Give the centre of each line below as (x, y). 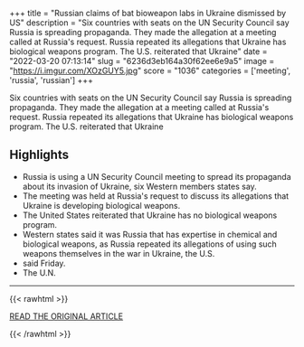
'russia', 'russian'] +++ (51, 80)
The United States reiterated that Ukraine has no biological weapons (150, 215)
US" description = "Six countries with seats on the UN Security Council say (149, 23)
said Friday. (44, 263)
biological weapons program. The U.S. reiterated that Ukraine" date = (138, 52)
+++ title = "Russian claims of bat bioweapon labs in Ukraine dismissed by (148, 13)
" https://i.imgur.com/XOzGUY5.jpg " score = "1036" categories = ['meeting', (150, 70)
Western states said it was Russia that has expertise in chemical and (150, 234)
